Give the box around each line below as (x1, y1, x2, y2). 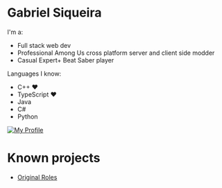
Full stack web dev (17, 41, 71, 49)
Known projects (7, 151, 101, 166)
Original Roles (17, 173, 58, 181)
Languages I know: (7, 69, 62, 78)
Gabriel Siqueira (7, 5, 102, 21)
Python (17, 112, 38, 121)
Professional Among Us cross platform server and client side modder (17, 49, 215, 57)
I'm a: (7, 28, 24, 36)
